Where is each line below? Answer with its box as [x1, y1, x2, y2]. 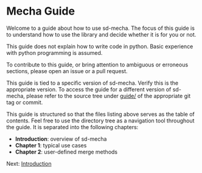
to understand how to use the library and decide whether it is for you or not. [6, 30, 197, 38]
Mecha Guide [6, 4, 75, 18]
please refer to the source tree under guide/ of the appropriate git [26, 92, 191, 99]
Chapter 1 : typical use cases [15, 141, 87, 149]
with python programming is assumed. [6, 49, 103, 56]
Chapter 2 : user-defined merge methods [15, 148, 117, 155]
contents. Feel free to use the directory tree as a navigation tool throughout [6, 117, 195, 124]
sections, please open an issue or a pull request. [6, 67, 128, 74]
